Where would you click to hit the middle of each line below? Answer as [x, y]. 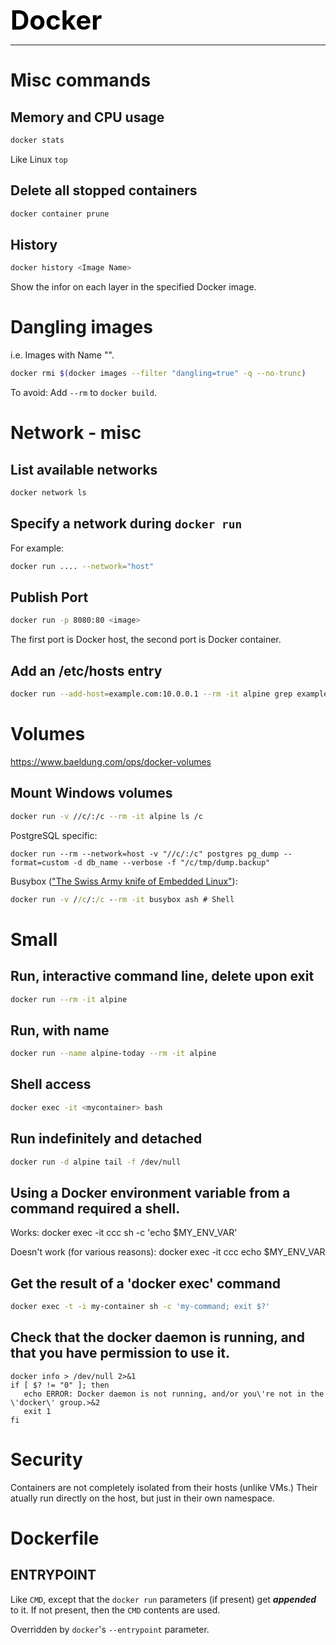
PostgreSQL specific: [54, 835]
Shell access [51, 1084]
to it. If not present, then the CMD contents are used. [115, 1610]
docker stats [37, 140]
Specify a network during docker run [126, 524]
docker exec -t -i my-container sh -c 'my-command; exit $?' [140, 1307]
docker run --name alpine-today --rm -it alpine [113, 1054]
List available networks [84, 469]
